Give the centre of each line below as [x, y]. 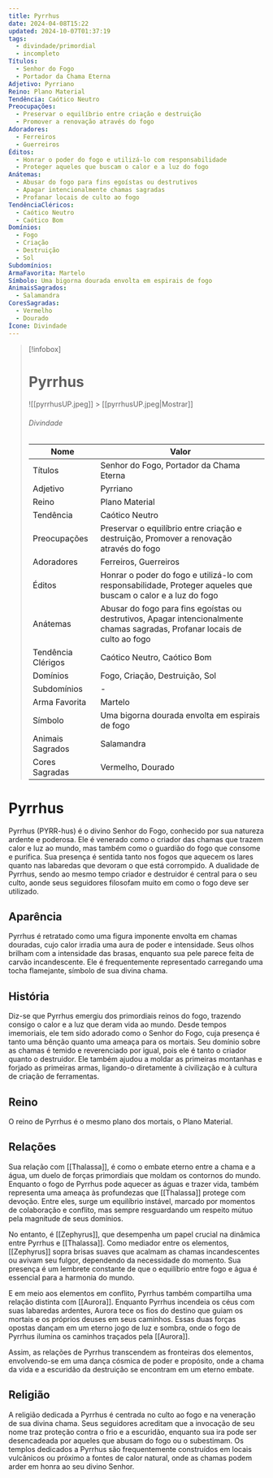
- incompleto [38, 54]
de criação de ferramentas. [54, 1076]
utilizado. [24, 891]
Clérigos [48, 662]
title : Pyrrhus [34, 16]
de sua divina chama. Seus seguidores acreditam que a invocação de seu [132, 1423]
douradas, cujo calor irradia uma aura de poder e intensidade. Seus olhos [131, 945]
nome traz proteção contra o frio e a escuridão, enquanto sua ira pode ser [133, 1432]
